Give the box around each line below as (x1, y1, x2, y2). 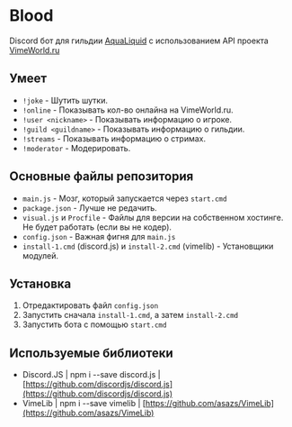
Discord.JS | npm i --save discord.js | (22, 369, 161, 380)
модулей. (22, 250, 59, 261)
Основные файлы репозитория (9, 168, 194, 185)
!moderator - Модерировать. (22, 142, 131, 153)
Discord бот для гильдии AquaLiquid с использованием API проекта (9, 35, 270, 46)
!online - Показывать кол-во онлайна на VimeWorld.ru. (22, 104, 234, 115)
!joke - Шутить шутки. (22, 95, 108, 105)
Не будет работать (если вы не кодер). (22, 222, 173, 232)
